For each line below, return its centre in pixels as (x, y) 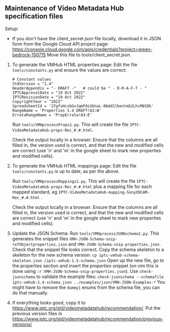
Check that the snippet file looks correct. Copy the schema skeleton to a (88, 250)
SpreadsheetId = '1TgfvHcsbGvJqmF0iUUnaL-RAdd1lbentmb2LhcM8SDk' (83, 106)
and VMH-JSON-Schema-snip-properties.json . (114, 244)
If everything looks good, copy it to (49, 302)
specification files (34, 17)
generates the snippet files (40, 238)
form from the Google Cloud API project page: (60, 44)
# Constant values (32, 79)
